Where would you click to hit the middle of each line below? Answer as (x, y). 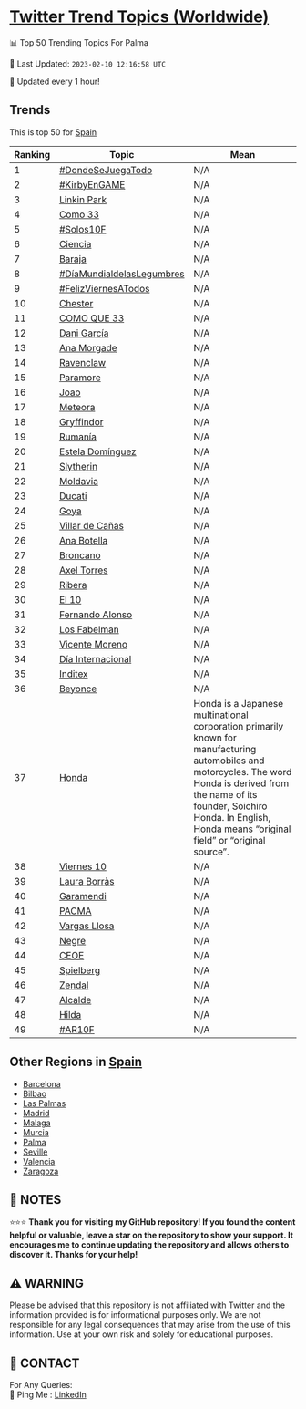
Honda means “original (242, 829)
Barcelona (41, 1083)
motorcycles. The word (243, 772)
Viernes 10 (83, 866)
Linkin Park (83, 200)
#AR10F (77, 1030)
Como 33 (79, 214)
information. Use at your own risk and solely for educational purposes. (142, 1334)
